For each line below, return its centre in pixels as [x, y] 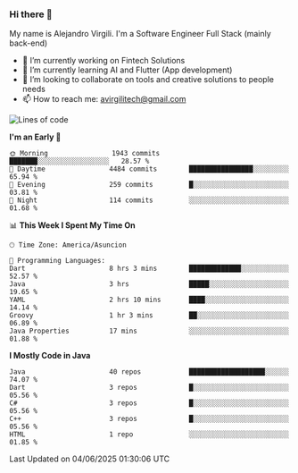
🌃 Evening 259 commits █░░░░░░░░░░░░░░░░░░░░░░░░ [149, 185]
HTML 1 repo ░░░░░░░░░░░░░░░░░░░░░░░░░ [149, 435]
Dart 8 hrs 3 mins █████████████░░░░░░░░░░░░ [149, 269]
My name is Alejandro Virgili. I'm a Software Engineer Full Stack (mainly [141, 34]
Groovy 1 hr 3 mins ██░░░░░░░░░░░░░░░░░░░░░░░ [149, 316]
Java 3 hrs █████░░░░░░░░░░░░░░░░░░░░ [149, 284]
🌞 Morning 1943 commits [85, 154]
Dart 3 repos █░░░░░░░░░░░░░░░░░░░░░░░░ [149, 388]
